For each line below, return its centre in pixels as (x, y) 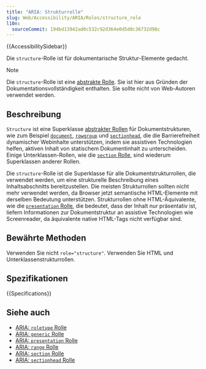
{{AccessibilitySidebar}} (37, 47)
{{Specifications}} (29, 293)
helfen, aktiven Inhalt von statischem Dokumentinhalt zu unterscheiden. (97, 149)
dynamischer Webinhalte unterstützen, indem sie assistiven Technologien (99, 142)
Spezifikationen (37, 279)
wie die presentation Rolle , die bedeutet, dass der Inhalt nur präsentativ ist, (102, 206)
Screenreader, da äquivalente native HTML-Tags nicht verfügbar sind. (94, 219)
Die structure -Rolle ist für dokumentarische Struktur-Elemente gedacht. (97, 58)
